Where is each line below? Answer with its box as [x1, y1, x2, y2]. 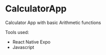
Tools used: [5, 29, 29, 35]
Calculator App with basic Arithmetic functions [5, 19, 101, 25]
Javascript [12, 44, 34, 50]
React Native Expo [12, 38, 51, 45]
